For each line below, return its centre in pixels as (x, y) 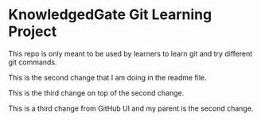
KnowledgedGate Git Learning (110, 15)
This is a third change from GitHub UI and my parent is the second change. (131, 108)
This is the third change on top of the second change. (96, 92)
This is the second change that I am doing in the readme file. (107, 77)
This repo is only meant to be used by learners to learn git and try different (130, 53)
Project (33, 31)
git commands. (33, 62)
